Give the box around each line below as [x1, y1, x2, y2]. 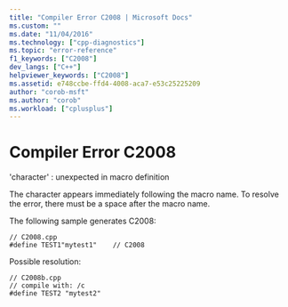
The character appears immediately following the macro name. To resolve [9, 189, 280, 200]
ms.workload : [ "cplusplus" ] [9, 104, 114, 113]
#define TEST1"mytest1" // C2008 [9, 241, 145, 250]
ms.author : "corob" [9, 95, 82, 105]
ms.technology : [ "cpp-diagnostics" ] [9, 37, 145, 47]
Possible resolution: [9, 256, 82, 267]
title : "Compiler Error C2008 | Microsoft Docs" [9, 12, 193, 22]
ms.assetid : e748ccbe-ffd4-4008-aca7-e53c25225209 [9, 79, 201, 88]
